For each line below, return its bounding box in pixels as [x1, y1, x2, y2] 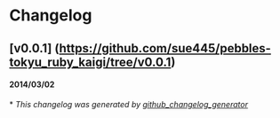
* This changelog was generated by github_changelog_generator [9, 98, 249, 109]
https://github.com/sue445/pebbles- [59, 41, 271, 56]
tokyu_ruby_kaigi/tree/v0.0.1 [9, 54, 172, 69]
